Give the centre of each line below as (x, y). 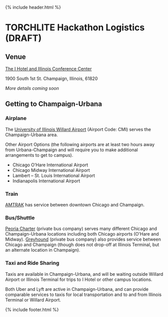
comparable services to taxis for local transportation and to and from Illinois (83, 294)
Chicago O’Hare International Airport (50, 165)
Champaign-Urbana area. (32, 135)
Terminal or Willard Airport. (33, 300)
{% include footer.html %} (32, 309)
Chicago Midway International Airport (51, 170)
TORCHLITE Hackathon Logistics (75, 28)
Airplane (16, 119)
